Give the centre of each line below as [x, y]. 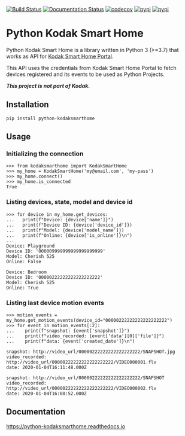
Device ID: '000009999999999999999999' [56, 251]
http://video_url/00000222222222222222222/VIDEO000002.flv [81, 389]
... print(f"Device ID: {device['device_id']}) [69, 225]
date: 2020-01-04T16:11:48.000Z [46, 368]
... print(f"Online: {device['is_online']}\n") [69, 235]
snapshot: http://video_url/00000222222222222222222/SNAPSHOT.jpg [91, 352]
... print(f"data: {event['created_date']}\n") [71, 342]
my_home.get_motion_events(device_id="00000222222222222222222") [89, 321]
